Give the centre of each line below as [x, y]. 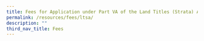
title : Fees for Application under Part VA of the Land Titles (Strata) [100, 12]
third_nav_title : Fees [35, 29]
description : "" [27, 23]
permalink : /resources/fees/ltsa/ [50, 17]
